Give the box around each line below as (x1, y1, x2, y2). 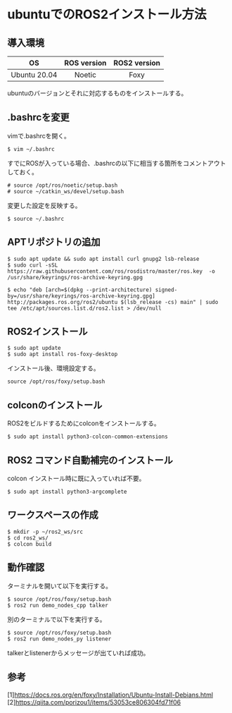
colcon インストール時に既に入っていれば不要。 (7, 474, 146, 483)
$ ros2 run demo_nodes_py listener (7, 635, 112, 642)
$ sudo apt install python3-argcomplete (7, 488, 128, 496)
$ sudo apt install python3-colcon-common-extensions (7, 433, 169, 441)
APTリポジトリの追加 (7, 236, 101, 248)
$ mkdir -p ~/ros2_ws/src (7, 528, 83, 535)
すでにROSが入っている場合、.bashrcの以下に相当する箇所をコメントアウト (7, 159, 226, 167)
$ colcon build (7, 540, 52, 547)
